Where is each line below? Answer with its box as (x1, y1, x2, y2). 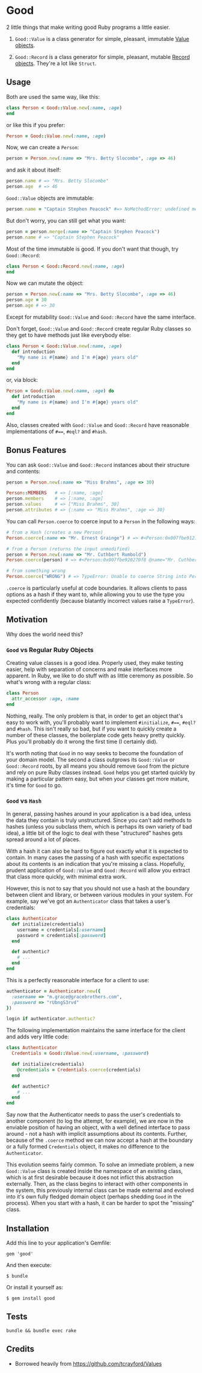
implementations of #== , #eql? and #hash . (6, 428, 108, 435)
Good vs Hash (6, 796, 42, 805)
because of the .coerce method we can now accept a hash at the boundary (6, 1136, 193, 1144)
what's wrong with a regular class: (6, 679, 91, 686)
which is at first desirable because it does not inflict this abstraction (6, 1174, 174, 1181)
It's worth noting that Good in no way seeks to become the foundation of (6, 749, 183, 756)
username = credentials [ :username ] (17, 927, 106, 933)
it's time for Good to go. (6, 781, 63, 789)
